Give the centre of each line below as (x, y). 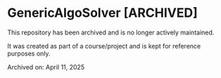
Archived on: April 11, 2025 (46, 67)
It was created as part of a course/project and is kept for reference (104, 46)
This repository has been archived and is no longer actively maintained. (111, 32)
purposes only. (29, 53)
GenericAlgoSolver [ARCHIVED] (103, 13)
